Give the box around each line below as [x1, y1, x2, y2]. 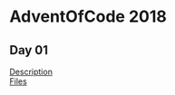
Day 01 [9, 43, 48, 58]
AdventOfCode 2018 [9, 6, 168, 27]
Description [9, 66, 53, 77]
